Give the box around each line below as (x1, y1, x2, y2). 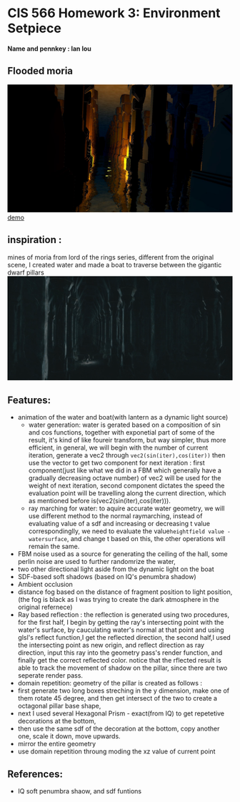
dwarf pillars (7, 268, 44, 277)
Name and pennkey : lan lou (7, 44, 91, 53)
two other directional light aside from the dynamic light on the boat (17, 565, 214, 573)
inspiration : (7, 234, 62, 246)
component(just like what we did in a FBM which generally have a (28, 466, 221, 475)
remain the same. (28, 542, 80, 551)
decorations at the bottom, (17, 717, 96, 726)
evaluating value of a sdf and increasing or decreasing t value (28, 520, 211, 528)
